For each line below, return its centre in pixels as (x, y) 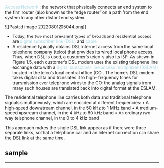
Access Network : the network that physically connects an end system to (79, 7)
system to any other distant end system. (45, 17)
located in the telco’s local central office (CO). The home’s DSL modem (83, 72)
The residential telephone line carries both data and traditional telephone (78, 97)
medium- (149, 108)
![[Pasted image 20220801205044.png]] (46, 27)
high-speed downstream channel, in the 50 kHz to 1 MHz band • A (72, 108)
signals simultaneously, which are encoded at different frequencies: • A (77, 103)
